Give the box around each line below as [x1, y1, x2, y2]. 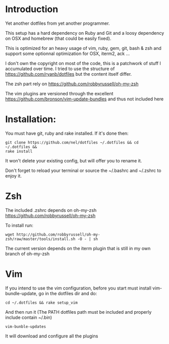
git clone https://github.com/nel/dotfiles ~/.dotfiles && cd [5, 140, 139, 145]
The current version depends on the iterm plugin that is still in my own [5, 245, 151, 251]
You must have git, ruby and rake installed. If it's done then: [5, 130, 129, 136]
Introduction [5, 4, 59, 15]
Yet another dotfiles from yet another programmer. [5, 20, 110, 26]
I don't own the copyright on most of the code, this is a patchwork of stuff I [5, 60, 161, 66]
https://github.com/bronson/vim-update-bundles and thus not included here [5, 96, 164, 102]
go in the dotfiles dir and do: [38, 290, 97, 296]
